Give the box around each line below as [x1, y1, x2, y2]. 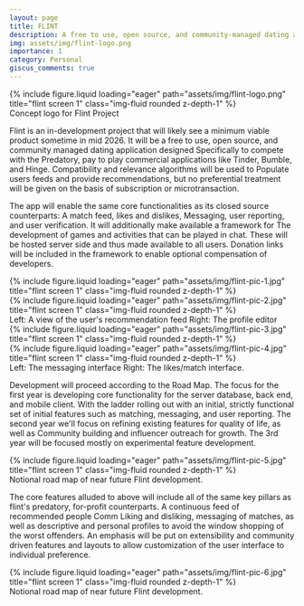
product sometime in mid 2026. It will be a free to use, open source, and [9, 135, 279, 146]
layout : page [9, 13, 59, 23]
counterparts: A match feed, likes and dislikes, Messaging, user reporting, [9, 210, 285, 221]
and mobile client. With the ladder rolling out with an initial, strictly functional [9, 399, 295, 410]
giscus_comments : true [9, 64, 95, 73]
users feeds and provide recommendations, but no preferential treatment [9, 173, 281, 184]
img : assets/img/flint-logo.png [9, 38, 131, 48]
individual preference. [9, 549, 91, 560]
